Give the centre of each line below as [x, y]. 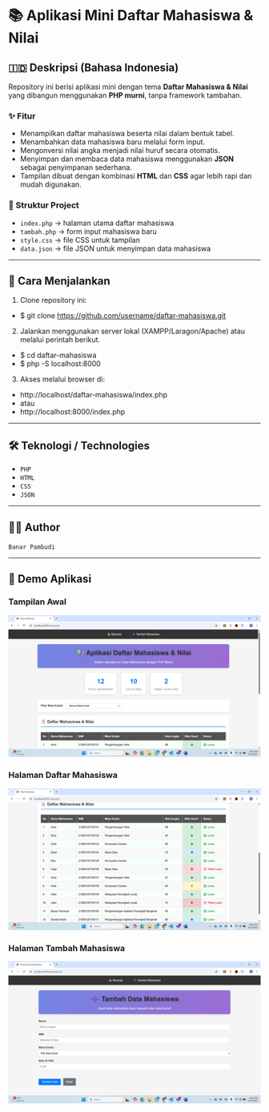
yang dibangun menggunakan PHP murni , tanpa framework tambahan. [125, 95]
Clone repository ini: [53, 300]
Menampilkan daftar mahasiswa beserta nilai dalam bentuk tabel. [127, 134]
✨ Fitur [22, 115]
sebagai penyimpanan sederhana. [76, 167]
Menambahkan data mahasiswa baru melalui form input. [112, 142]
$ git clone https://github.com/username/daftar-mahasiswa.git [123, 316]
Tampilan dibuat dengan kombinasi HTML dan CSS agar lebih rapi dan [136, 176]
